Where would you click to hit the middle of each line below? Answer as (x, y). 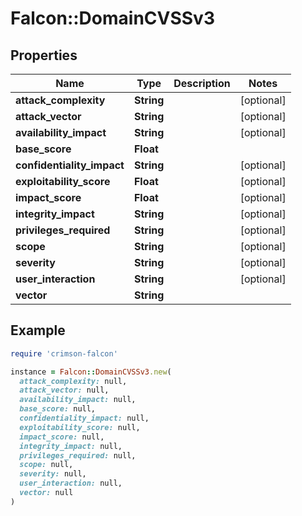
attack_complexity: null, (73, 381)
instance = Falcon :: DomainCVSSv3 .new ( (91, 372)
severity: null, (53, 474)
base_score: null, (58, 409)
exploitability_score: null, (80, 427)
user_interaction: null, (71, 483)
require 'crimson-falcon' (64, 353)
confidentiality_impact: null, (84, 418)
